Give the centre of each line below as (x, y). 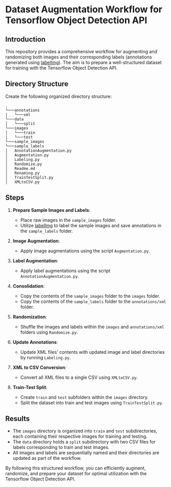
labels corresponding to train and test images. (61, 448)
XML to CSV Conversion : (40, 367)
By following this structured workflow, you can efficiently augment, (76, 468)
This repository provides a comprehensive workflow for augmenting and (81, 52)
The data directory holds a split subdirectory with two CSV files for (84, 442)
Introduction (26, 39)
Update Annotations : (35, 342)
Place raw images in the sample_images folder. (68, 220)
